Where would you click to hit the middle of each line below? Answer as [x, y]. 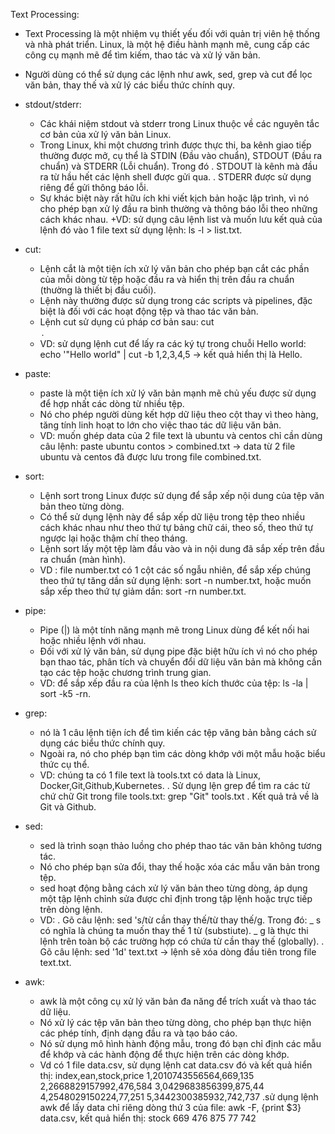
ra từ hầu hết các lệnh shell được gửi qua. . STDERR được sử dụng [175, 177]
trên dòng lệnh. [71, 909]
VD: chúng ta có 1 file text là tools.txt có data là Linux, [150, 775]
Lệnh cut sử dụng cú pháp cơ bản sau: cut [127, 322]
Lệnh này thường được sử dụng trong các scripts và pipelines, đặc [176, 300]
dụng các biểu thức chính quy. [102, 743]
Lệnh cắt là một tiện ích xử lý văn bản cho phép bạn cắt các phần [174, 268]
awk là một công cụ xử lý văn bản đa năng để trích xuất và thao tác [178, 1001]
